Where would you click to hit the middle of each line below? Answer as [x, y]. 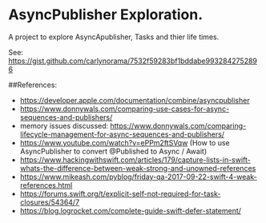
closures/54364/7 [50, 202]
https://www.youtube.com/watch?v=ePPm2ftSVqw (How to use [125, 142]
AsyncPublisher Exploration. [105, 15]
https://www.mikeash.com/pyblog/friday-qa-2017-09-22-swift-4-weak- [139, 177]
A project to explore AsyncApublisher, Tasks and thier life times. [114, 37]
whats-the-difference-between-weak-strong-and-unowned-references [138, 168]
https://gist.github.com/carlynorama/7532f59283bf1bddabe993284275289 [133, 61]
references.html [46, 185]
